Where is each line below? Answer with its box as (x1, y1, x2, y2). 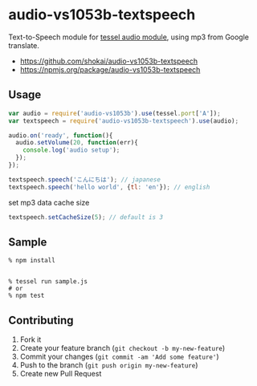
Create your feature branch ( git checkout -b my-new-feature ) (19, 343, 226, 353)
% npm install (8, 257, 56, 265)
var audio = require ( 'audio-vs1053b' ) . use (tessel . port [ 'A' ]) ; (8, 109, 221, 117)
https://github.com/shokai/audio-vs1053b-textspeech (19, 56, 198, 66)
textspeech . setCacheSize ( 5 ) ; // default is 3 (8, 213, 163, 221)
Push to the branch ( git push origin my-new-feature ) (19, 360, 198, 370)
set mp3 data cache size (8, 197, 90, 207)
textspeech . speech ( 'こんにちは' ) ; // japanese (8, 175, 161, 184)
